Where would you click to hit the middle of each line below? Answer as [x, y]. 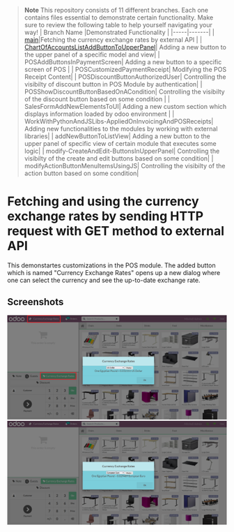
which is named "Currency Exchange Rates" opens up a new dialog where [114, 272]
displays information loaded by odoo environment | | [99, 114]
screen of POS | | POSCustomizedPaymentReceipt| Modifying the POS [125, 69]
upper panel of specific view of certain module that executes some [120, 143]
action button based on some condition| [81, 173]
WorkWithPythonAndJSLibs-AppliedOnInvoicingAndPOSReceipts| [119, 121]
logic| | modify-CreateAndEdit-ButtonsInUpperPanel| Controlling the [122, 151]
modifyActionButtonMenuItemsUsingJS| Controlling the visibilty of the [125, 166]
